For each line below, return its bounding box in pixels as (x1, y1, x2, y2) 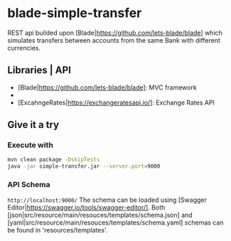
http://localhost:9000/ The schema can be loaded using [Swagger (7, 196, 208, 204)
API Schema (7, 180, 50, 190)
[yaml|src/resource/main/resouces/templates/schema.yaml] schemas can (7, 218, 224, 227)
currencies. (7, 43, 41, 52)
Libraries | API (7, 64, 71, 76)
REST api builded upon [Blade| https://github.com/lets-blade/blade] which (7, 28, 222, 37)
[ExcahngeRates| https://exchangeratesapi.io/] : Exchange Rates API (17, 98, 215, 107)
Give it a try (7, 119, 59, 131)
